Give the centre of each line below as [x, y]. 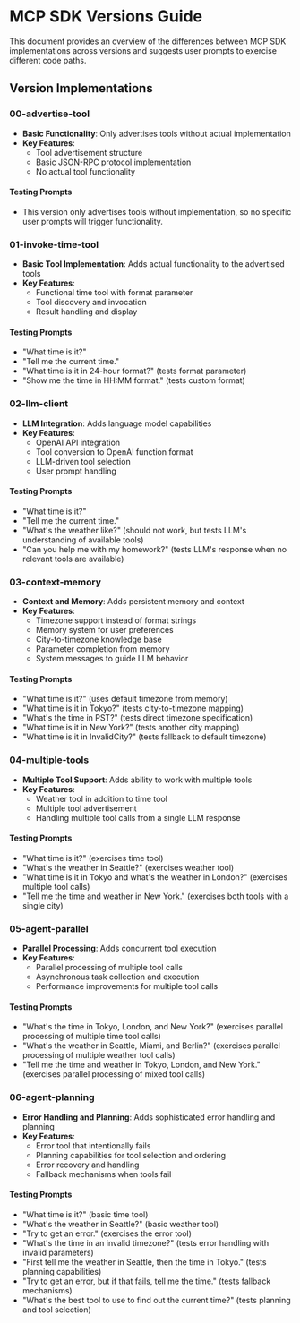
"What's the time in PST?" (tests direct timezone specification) [137, 718]
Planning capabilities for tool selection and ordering [131, 1155]
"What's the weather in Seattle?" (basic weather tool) [120, 1224]
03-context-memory [55, 582]
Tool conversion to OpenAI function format [115, 452]
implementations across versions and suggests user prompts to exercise [143, 50]
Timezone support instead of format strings [116, 620]
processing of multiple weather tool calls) [99, 1055]
